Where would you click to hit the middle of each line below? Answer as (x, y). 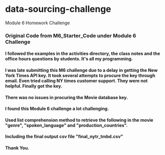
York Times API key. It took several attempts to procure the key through (80, 76)
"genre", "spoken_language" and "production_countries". (67, 125)
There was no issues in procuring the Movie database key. (67, 97)
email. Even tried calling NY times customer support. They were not (77, 81)
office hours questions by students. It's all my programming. (69, 59)
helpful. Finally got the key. (34, 86)
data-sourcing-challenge (58, 9)
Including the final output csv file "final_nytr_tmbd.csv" (64, 137)
